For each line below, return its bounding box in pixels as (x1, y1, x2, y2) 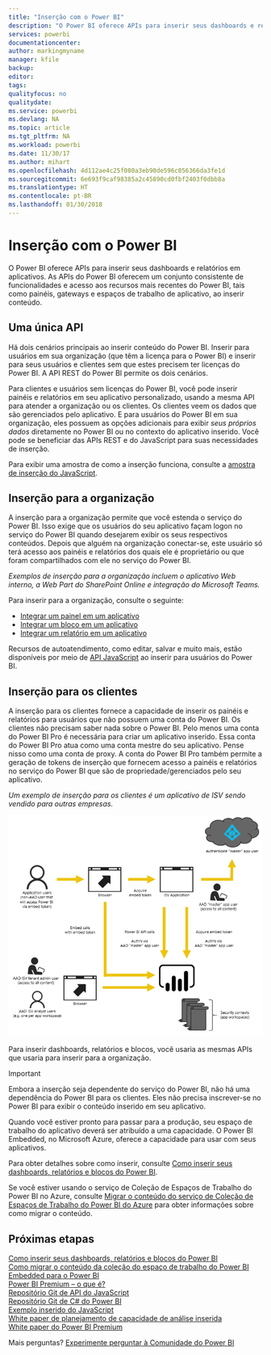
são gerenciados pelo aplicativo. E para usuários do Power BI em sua (8, 409, 238, 419)
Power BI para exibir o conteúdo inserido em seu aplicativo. (8, 1101, 206, 1111)
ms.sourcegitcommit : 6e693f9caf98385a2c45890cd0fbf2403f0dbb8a (8, 175, 226, 183)
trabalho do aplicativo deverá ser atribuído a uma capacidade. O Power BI (8, 1126, 254, 1135)
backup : (8, 65, 35, 73)
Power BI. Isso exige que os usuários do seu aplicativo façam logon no (8, 521, 244, 531)
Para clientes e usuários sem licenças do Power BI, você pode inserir (8, 384, 238, 393)
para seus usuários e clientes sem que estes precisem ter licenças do (8, 360, 240, 369)
